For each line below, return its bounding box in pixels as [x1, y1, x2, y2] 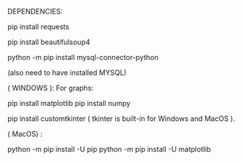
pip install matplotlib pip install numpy [7, 99, 131, 107]
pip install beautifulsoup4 [7, 37, 91, 47]
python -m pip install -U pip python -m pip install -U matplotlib [7, 145, 211, 153]
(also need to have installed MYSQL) [7, 68, 127, 77]
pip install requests [7, 22, 70, 31]
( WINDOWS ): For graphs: [7, 83, 94, 92]
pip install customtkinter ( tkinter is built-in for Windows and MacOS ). [7, 114, 236, 123]
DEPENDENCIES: [7, 7, 63, 16]
